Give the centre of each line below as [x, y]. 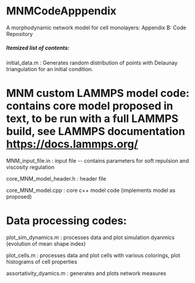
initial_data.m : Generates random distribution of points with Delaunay [92, 63]
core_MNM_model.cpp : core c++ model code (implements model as [91, 190]
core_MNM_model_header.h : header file [56, 178]
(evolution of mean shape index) [46, 244]
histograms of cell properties [42, 261]
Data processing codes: [67, 221]
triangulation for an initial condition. [50, 69]
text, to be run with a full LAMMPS [92, 119]
